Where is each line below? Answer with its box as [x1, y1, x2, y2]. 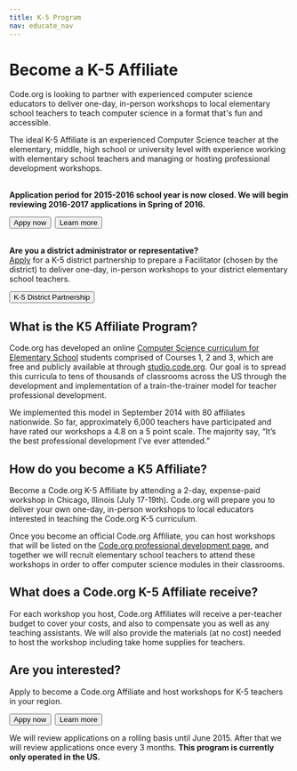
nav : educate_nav [9, 21, 74, 30]
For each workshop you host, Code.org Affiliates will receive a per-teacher [9, 608, 283, 619]
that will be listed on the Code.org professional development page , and [9, 540, 269, 551]
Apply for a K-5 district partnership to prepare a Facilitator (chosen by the [9, 255, 278, 265]
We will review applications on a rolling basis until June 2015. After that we [9, 732, 282, 743]
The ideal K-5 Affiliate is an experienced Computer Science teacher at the [9, 134, 279, 145]
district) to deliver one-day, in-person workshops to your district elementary [9, 264, 288, 275]
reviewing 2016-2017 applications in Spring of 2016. [9, 199, 206, 210]
